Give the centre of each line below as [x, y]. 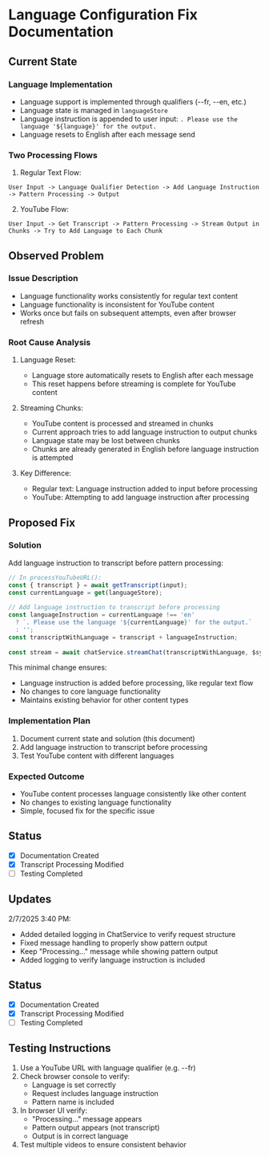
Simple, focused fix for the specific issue [87, 811]
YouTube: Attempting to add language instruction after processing [141, 497]
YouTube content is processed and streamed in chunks [122, 424]
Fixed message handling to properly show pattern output [114, 943]
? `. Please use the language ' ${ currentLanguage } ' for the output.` [134, 623]
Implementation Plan [49, 721]
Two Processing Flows [53, 155]
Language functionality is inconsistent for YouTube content [117, 304]
